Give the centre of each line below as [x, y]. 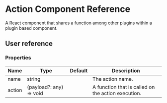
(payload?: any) [45, 87]
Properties [18, 58]
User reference [29, 44]
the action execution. [117, 93]
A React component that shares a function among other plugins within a [79, 23]
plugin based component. [31, 28]
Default [79, 70]
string [34, 79]
